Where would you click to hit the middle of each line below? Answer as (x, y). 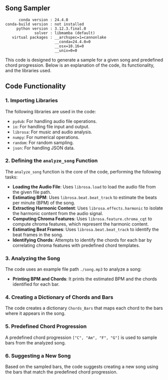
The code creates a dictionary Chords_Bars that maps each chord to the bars (84, 308)
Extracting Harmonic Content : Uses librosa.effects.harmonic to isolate (88, 208)
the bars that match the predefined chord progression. (61, 372)
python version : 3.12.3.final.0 (51, 29)
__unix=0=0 (66, 50)
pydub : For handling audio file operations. (55, 121)
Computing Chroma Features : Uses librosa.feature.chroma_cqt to (82, 219)
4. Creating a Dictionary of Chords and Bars (59, 297)
